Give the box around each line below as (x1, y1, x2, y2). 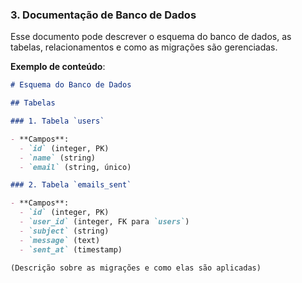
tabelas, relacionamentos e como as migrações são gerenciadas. (10, 41, 278, 53)
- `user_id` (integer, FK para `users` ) (19, 217, 190, 227)
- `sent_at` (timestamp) (19, 244, 123, 255)
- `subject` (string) (19, 226, 110, 236)
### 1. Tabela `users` (10, 116, 105, 127)
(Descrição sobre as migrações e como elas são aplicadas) (10, 263, 262, 273)
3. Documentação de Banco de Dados (10, 8, 197, 22)
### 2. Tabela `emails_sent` (10, 180, 132, 190)
